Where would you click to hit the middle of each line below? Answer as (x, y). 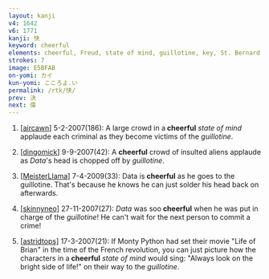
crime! (31, 226)
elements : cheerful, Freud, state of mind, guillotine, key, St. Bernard (134, 53)
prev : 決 (22, 98)
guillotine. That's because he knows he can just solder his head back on (139, 184)
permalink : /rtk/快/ (42, 90)
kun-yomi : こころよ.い (43, 83)
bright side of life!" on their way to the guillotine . (100, 267)
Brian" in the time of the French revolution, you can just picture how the (138, 250)
